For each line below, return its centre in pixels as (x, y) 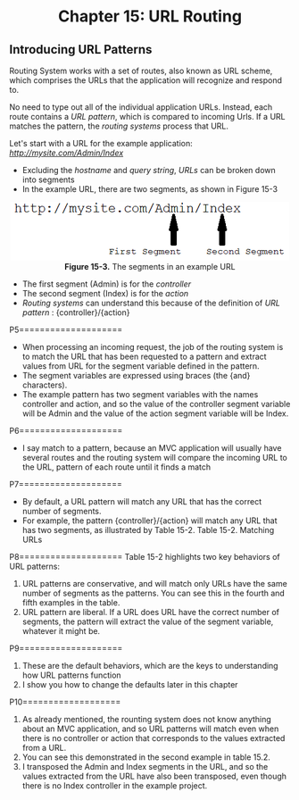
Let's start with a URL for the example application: (101, 143)
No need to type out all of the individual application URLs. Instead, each (141, 107)
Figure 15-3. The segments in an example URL (150, 267)
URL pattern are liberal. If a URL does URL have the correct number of (150, 612)
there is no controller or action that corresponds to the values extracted (154, 738)
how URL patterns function (72, 675)
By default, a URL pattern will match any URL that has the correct (141, 501)
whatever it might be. (61, 631)
